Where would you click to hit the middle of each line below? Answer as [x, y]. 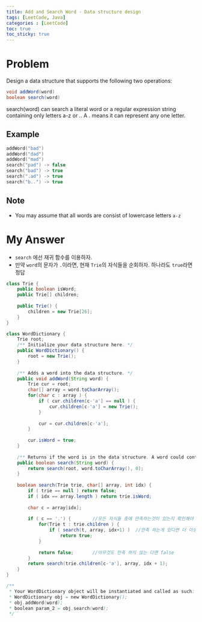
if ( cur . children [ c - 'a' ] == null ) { [87, 401]
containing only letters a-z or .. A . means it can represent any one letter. [96, 115]
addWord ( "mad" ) [25, 160]
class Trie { [23, 284]
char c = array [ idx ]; [55, 507]
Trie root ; [31, 339]
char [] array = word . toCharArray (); [74, 390]
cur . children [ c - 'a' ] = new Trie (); [93, 407]
